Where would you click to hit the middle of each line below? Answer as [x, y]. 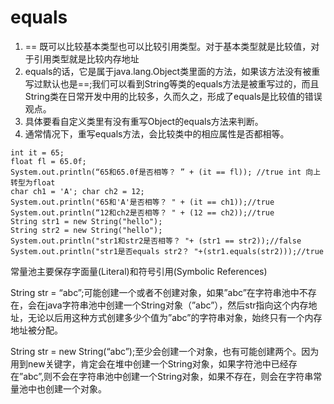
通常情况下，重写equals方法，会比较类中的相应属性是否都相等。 [157, 133]
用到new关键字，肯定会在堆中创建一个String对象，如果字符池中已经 [149, 363]
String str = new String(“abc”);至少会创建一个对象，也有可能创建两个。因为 [165, 351]
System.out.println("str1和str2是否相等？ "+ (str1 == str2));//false [156, 241]
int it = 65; [37, 152]
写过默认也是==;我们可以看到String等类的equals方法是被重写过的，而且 [172, 83]
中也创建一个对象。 [67, 388]
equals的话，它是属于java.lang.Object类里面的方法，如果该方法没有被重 [172, 71]
